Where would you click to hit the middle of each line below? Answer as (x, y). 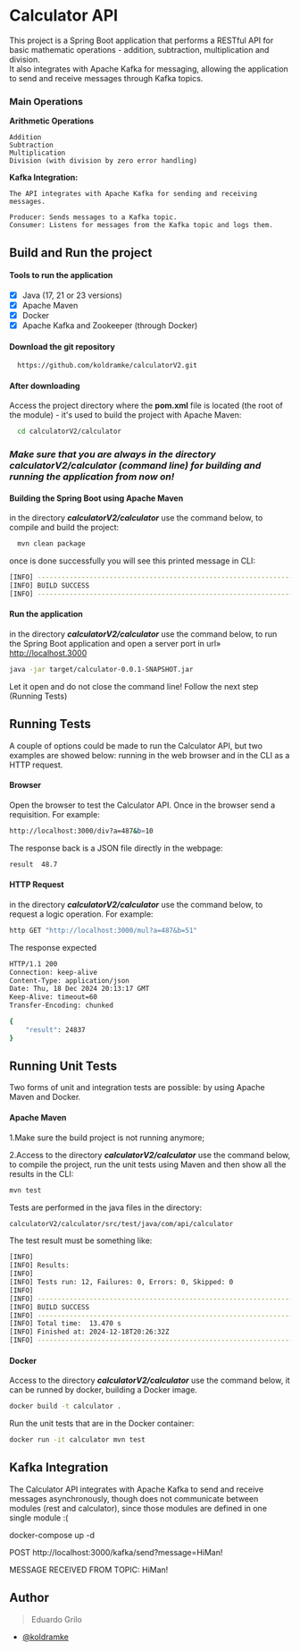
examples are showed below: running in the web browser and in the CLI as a (150, 755)
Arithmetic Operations (52, 121)
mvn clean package (52, 544)
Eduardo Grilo (56, 1619)
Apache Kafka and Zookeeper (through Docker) (110, 326)
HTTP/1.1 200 (33, 964)
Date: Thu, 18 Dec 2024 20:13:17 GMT (79, 989)
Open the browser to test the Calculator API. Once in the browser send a (142, 805)
